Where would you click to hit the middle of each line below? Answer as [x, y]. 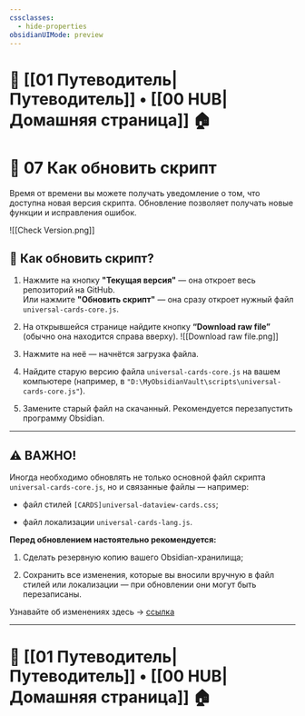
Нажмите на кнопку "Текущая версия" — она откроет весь [139, 280]
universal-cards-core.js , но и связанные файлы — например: [129, 487]
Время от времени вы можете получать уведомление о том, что [135, 193]
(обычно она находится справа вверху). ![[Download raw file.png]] [150, 336]
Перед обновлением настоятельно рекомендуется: [113, 540]
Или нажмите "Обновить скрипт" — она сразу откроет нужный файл [158, 300]
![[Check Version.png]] [52, 230]
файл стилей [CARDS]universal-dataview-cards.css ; [120, 504]
